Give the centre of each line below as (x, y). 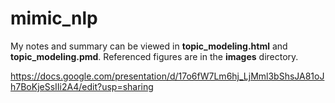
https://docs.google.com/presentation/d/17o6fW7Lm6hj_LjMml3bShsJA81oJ (167, 76)
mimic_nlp (54, 18)
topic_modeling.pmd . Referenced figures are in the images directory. (154, 56)
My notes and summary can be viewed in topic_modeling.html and (149, 46)
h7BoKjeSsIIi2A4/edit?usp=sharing (82, 86)
